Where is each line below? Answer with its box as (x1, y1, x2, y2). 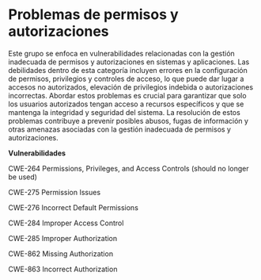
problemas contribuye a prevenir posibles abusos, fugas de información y (8, 116, 249, 125)
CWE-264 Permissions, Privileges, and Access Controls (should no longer (8, 163, 249, 173)
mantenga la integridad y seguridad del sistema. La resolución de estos (8, 107, 241, 117)
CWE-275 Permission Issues (8, 187, 101, 197)
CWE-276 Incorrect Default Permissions (8, 202, 138, 212)
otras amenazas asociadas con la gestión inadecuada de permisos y (8, 125, 232, 134)
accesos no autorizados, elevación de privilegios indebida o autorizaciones (8, 82, 254, 92)
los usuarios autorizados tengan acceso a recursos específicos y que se (8, 99, 244, 109)
